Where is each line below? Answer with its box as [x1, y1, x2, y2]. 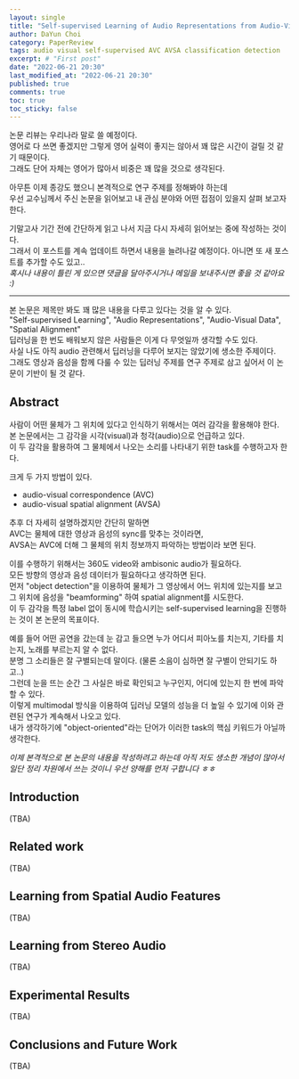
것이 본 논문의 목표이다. [18, 614, 100, 625]
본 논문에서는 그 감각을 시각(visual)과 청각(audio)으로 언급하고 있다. [9, 430, 245, 441]
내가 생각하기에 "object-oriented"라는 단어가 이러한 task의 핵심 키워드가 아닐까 [9, 723, 287, 733]
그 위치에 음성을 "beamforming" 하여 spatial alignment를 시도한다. [9, 592, 245, 602]
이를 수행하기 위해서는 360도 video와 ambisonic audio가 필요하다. [9, 559, 242, 569]
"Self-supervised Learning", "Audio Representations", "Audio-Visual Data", [9, 315, 282, 325]
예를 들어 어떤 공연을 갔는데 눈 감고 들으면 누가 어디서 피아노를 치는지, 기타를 [9, 634, 275, 644]
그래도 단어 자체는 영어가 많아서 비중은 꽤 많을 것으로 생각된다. [9, 163, 225, 174]
